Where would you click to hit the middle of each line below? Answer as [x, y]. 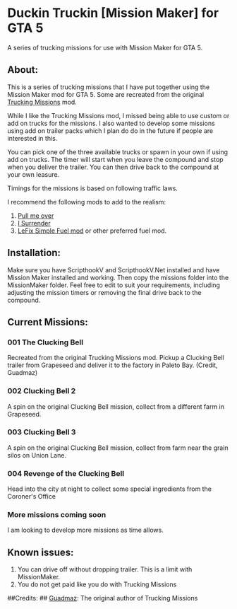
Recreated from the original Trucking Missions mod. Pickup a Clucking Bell [116, 358]
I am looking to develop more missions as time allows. [85, 530]
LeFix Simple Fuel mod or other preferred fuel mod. [92, 231]
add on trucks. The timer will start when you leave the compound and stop [115, 159]
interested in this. [32, 138]
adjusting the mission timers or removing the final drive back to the [104, 292]
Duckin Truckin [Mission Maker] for [113, 13]
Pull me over [36, 215]
